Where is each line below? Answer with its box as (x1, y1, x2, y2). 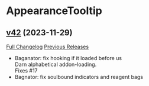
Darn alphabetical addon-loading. (14, 61, 97, 68)
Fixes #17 (14, 67, 38, 74)
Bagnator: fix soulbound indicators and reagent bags (14, 74, 144, 80)
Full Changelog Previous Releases (6, 43, 89, 50)
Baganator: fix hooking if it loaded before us (14, 55, 122, 61)
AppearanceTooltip (6, 4, 102, 18)
